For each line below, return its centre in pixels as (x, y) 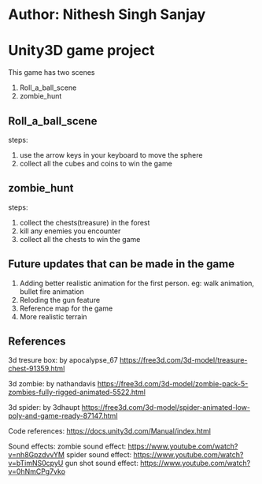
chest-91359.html (37, 369)
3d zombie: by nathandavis (52, 384)
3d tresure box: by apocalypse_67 (63, 360)
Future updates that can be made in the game (121, 264)
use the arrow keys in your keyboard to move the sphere (111, 155)
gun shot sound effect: (102, 464)
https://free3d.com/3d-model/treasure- (183, 360)
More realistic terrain (54, 316)
